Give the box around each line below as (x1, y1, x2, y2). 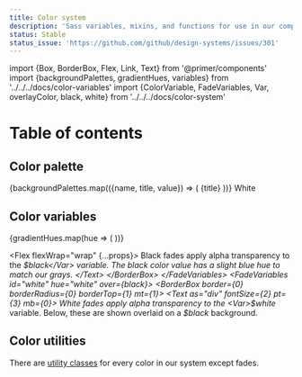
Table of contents (9, 123, 144, 144)
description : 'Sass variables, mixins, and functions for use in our (9, 22, 276, 31)
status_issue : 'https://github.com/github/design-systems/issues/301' (9, 38, 280, 48)
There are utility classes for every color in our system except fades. (9, 357, 259, 368)
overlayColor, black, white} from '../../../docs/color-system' (9, 92, 226, 103)
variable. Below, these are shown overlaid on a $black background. (9, 308, 258, 319)
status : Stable (9, 30, 67, 39)
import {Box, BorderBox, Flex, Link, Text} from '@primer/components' (9, 63, 268, 74)
